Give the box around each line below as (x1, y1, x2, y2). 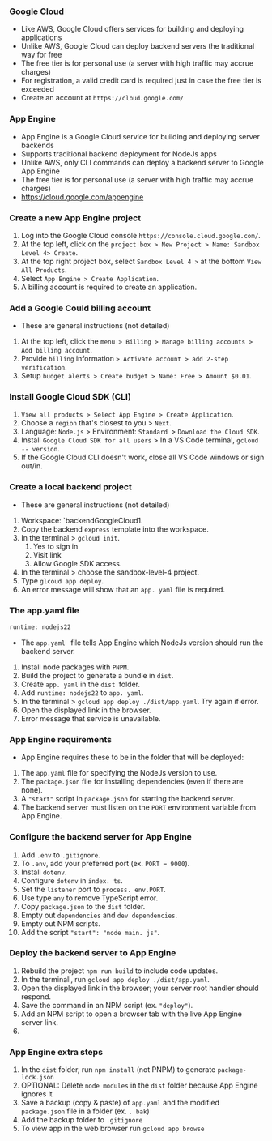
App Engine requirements (9, 733, 113, 745)
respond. (20, 991, 52, 1002)
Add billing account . (20, 345, 92, 355)
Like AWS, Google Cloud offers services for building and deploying (20, 24, 244, 34)
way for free (20, 50, 62, 60)
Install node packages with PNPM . (20, 662, 130, 672)
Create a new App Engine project (9, 212, 141, 224)
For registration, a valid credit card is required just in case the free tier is (20, 75, 262, 86)
